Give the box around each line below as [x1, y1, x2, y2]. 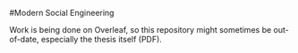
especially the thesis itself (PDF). [40, 34, 163, 44]
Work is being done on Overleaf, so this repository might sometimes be [9, 25, 272, 34]
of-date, [9, 34, 39, 44]
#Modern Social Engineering [9, 8, 115, 18]
